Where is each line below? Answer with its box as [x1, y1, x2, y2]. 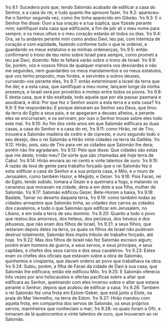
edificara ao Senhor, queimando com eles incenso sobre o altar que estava [5, 279, 160, 285]
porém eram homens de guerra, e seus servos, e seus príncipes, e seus [5, 242, 153, 248]
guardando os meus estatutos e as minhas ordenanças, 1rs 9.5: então [5, 47, 148, 52]
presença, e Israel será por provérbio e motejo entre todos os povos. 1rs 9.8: [5, 89, 162, 95]
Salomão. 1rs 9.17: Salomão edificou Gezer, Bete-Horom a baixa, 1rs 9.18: [5, 189, 154, 195]
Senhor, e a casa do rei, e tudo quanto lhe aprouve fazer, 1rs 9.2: [5, 9, 138, 15]
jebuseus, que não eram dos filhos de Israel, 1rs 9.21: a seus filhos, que [5, 221, 152, 227]
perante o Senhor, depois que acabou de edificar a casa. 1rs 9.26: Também [5, 285, 160, 290]
